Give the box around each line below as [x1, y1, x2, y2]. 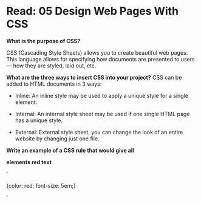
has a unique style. [15, 117, 63, 124]
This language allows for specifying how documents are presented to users [6, 55, 196, 63]
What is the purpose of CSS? [6, 37, 81, 44]
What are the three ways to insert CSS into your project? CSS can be [6, 74, 182, 81]
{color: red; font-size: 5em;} [6, 182, 76, 189]
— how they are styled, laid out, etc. [6, 62, 97, 69]
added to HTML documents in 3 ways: [6, 80, 102, 88]
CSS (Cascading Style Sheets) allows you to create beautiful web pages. [6, 49, 188, 56]
